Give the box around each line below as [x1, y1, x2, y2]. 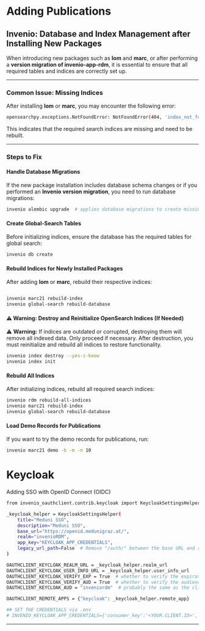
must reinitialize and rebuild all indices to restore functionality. [6, 341, 162, 348]
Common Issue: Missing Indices [6, 88, 104, 97]
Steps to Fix [6, 153, 42, 162]
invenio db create [6, 252, 53, 258]
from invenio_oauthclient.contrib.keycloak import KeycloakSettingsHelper [6, 500, 201, 506]
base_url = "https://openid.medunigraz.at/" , [17, 528, 130, 534]
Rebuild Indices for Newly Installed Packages [6, 264, 123, 272]
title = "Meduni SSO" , [17, 517, 70, 523]
